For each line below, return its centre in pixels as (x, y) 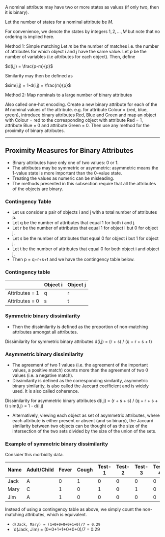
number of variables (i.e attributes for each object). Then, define (70, 57)
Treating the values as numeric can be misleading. (63, 178)
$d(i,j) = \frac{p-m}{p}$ (29, 66)
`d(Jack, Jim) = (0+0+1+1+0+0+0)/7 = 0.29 (56, 530)
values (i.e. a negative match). (43, 375)
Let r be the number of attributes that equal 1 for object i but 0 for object (85, 228)
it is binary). (17, 12)
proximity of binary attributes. (35, 131)
